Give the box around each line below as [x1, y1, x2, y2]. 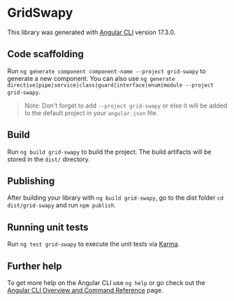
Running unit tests [7, 221, 89, 233]
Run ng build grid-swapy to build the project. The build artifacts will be [7, 147, 212, 156]
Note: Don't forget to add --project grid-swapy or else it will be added [24, 101, 228, 110]
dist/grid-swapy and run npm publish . [7, 201, 117, 210]
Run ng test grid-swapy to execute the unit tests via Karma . [7, 240, 180, 249]
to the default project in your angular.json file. [24, 108, 159, 117]
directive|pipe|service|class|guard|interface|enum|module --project [7, 82, 214, 89]
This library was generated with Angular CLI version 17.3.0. [7, 28, 176, 36]
